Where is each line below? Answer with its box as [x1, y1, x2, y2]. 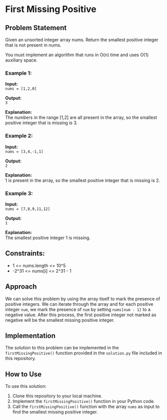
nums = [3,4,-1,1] [5, 149, 43, 154]
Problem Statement [5, 24, 67, 32]
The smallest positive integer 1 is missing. [5, 235, 91, 241]
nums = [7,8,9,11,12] [5, 206, 50, 212]
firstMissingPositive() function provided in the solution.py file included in [5, 350, 162, 356]
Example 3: [5, 189, 33, 196]
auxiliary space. [5, 57, 38, 63]
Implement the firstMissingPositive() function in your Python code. [12, 398, 155, 404]
